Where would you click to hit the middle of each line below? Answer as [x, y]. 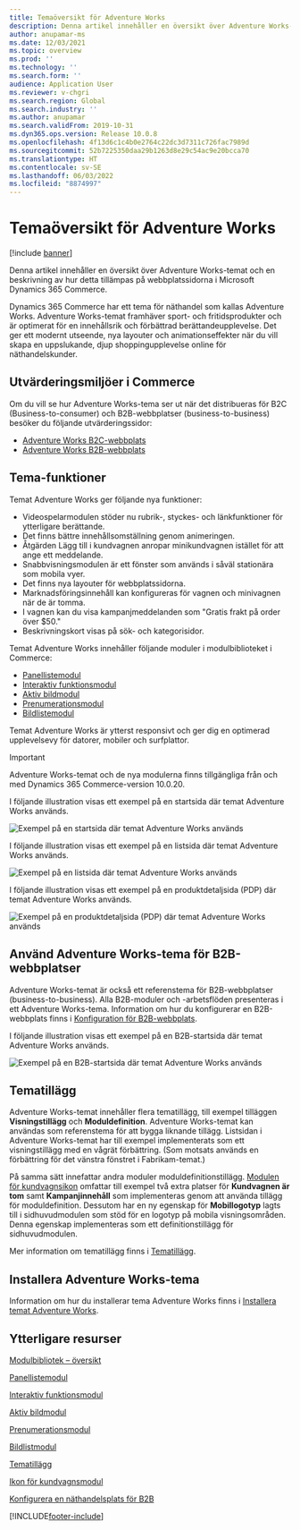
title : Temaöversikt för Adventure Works [87, 17]
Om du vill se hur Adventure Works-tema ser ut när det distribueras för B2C [148, 404]
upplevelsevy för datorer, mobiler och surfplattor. [100, 740]
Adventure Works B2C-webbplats [84, 440]
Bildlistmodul [33, 1447]
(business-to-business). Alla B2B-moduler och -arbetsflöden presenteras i [146, 999]
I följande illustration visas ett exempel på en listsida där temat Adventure [144, 846]
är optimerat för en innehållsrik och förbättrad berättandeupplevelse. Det [143, 326]
